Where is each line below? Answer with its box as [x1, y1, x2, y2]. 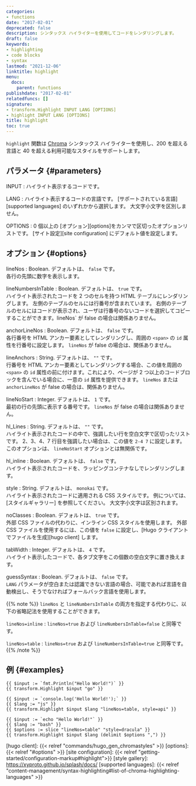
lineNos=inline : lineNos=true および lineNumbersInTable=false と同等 [6, 620, 177, 627]
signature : [6, 101, 33, 107]
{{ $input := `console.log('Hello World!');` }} [6, 696, 127, 702]
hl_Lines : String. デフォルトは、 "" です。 [6, 423, 106, 430]
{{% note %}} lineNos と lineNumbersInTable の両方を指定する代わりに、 [6, 600, 181, 607]
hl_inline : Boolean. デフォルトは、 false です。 [6, 457, 120, 464]
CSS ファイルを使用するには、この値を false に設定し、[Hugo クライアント [6, 526, 188, 533]
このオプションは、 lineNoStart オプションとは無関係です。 [6, 445, 150, 452]
